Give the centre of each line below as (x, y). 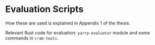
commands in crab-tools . (32, 38)
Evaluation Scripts (44, 9)
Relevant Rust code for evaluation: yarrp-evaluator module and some (78, 32)
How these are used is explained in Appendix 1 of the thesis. (68, 23)
